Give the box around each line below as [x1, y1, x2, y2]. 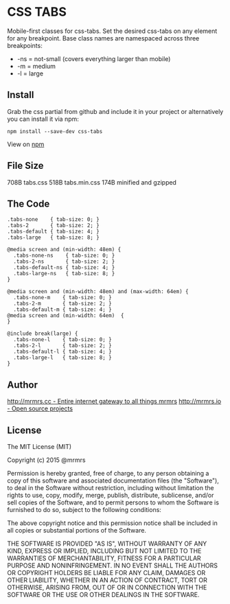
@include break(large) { [7, 330, 78, 337]
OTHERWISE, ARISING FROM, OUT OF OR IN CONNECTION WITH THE [7, 583, 207, 591]
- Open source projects [7, 404, 73, 413]
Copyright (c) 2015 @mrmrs [7, 456, 86, 464]
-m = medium [16, 62, 56, 70]
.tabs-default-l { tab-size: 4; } [13, 348, 112, 356]
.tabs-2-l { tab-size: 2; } [13, 342, 112, 349]
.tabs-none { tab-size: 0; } [7, 216, 100, 223]
